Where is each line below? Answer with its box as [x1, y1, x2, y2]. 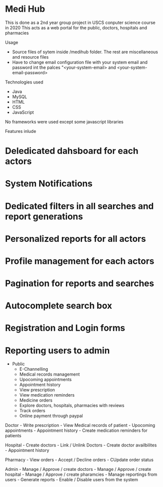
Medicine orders [19, 397, 53, 403]
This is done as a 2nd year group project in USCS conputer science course [5, 20, 156, 25]
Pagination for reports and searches [5, 278, 155, 289]
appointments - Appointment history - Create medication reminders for [5, 427, 148, 433]
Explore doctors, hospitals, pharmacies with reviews [19, 402, 124, 408]
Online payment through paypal [19, 413, 83, 419]
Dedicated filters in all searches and [5, 200, 154, 212]
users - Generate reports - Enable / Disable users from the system [5, 477, 138, 483]
